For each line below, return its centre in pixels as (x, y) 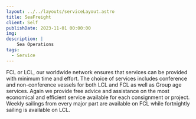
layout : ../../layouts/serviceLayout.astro (61, 11)
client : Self (22, 22)
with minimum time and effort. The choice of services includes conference (97, 78)
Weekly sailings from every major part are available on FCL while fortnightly (98, 103)
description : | (25, 39)
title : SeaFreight (29, 17)
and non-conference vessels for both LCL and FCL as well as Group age (94, 85)
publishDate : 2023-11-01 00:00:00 (49, 28)
